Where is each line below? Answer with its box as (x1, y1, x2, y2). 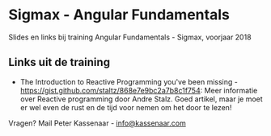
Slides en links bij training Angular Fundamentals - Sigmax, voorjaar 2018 (8, 32, 252, 42)
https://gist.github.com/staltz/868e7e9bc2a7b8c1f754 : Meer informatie (19, 85, 258, 95)
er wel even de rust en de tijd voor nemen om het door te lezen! (19, 102, 232, 112)
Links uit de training (8, 56, 111, 69)
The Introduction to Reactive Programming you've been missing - (19, 76, 239, 86)
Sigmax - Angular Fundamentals (8, 6, 231, 24)
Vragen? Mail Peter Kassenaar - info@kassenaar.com (8, 118, 186, 128)
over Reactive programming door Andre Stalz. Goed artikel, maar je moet (19, 94, 263, 104)
